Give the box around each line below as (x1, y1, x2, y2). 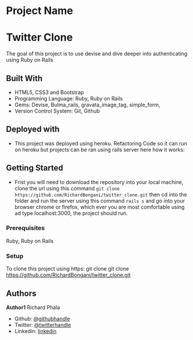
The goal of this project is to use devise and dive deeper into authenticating (6, 50, 188, 57)
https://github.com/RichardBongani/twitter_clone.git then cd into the (14, 191, 188, 198)
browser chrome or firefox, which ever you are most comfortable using (14, 203, 185, 210)
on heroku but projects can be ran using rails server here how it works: (14, 146, 185, 153)
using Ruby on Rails (6, 57, 54, 64)
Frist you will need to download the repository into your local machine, (14, 178, 184, 185)
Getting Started (6, 163, 64, 173)
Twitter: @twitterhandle (14, 321, 71, 328)
